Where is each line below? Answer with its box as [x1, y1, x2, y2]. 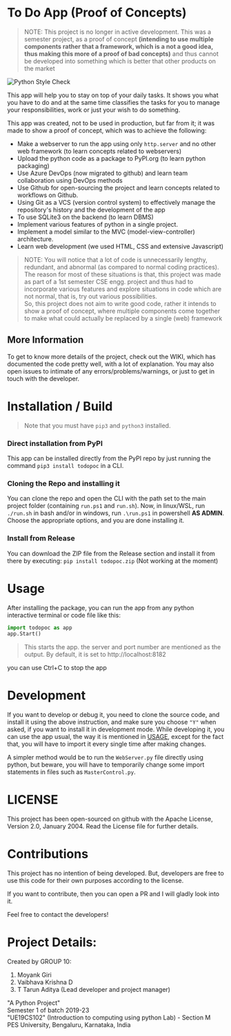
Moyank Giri [17, 971, 52, 979]
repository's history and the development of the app [17, 205, 165, 214]
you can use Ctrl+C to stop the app [7, 664, 107, 672]
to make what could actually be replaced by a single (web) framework [23, 314, 223, 322]
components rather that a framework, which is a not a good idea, [23, 42, 214, 50]
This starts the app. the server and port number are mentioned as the [23, 643, 221, 651]
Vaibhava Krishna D [17, 978, 74, 986]
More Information [7, 334, 84, 346]
